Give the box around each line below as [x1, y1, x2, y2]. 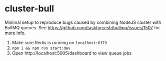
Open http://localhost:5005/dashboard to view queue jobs [11, 50, 132, 56]
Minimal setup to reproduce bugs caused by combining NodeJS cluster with [4, 19, 161, 25]
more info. [4, 30, 26, 36]
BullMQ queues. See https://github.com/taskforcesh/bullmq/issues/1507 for [4, 24, 160, 30]
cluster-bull [4, 3, 54, 14]
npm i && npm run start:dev [11, 46, 70, 51]
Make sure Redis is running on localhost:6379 [11, 39, 107, 45]
